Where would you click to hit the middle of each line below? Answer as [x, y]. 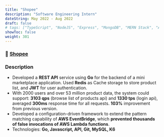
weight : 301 [17, 37]
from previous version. [35, 109]
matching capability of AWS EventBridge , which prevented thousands [83, 119]
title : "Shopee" [21, 10]
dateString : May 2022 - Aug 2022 [39, 19]
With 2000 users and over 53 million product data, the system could [81, 93]
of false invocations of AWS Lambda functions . [61, 124]
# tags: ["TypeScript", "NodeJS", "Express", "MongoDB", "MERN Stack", [79, 28]
